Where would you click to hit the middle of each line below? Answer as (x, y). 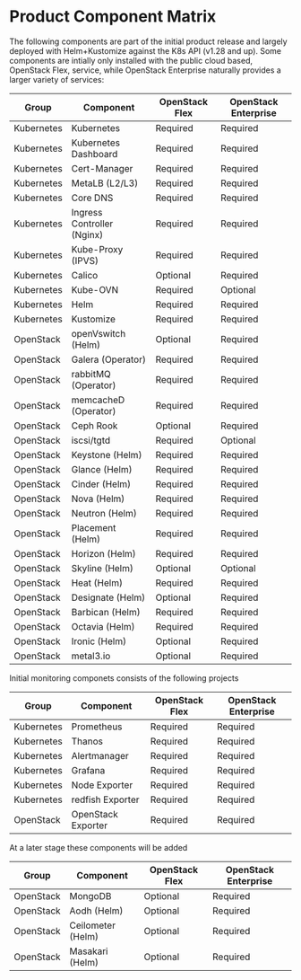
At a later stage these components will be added (99, 847)
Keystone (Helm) (107, 455)
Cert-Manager (102, 168)
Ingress (87, 212)
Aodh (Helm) (96, 911)
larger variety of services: (57, 79)
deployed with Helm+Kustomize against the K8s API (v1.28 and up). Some (146, 50)
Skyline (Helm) (103, 568)
